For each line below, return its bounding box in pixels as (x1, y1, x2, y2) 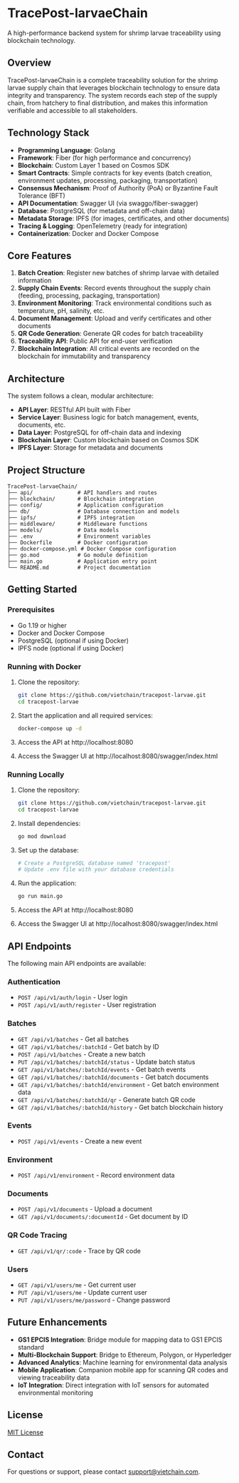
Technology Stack (7, 127, 90, 139)
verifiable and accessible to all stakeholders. (7, 106, 138, 115)
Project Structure (7, 464, 85, 476)
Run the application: (17, 879, 77, 887)
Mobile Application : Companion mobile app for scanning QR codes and (17, 1365, 228, 1374)
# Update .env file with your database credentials (17, 866, 174, 873)
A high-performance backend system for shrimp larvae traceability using (7, 29, 221, 37)
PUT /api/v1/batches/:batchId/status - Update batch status (17, 1057, 196, 1066)
